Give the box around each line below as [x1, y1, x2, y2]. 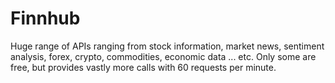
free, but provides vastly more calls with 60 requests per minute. [10, 61, 277, 73]
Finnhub [10, 7, 81, 30]
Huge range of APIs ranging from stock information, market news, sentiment [10, 40, 325, 52]
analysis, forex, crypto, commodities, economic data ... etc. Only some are [10, 50, 317, 62]
